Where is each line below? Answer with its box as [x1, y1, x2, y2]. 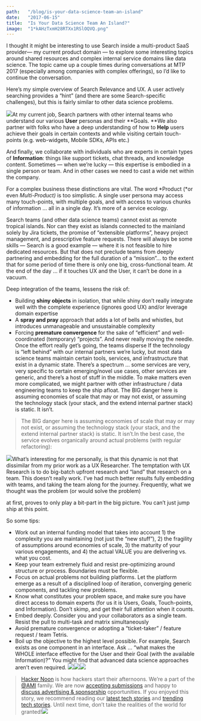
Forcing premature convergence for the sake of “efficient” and [14, 329, 171, 336]
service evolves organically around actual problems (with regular [20, 437, 182, 444]
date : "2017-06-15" [6, 14, 61, 20]
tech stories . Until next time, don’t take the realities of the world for [20, 701, 187, 708]
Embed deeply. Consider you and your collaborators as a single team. [14, 612, 187, 619]
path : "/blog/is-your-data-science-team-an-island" [6, 8, 144, 15]
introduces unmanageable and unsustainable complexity [14, 323, 155, 330]
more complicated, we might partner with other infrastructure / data [14, 380, 183, 388]
